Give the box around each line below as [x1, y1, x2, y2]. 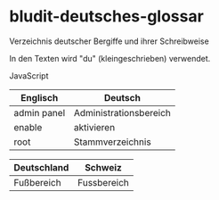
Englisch [20, 91, 59, 104]
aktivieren [74, 121, 116, 133]
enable [13, 121, 43, 133]
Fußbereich [13, 176, 61, 188]
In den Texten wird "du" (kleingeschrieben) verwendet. [9, 53, 211, 63]
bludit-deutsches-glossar [9, 6, 205, 27]
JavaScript [9, 70, 49, 81]
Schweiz [84, 161, 122, 173]
